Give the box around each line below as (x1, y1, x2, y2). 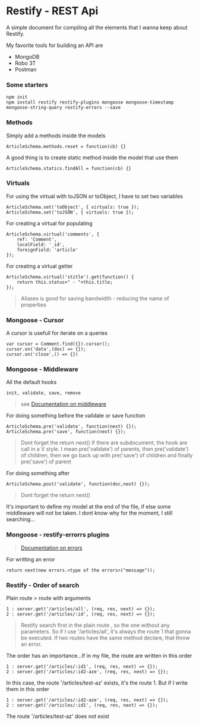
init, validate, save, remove (6, 390, 81, 396)
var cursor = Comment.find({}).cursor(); (6, 341, 110, 347)
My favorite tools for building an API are (6, 42, 103, 49)
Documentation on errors (20, 544, 83, 551)
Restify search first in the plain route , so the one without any (20, 622, 170, 629)
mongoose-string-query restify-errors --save (6, 105, 121, 111)
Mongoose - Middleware (6, 365, 78, 374)
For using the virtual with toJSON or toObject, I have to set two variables (6, 192, 183, 200)
